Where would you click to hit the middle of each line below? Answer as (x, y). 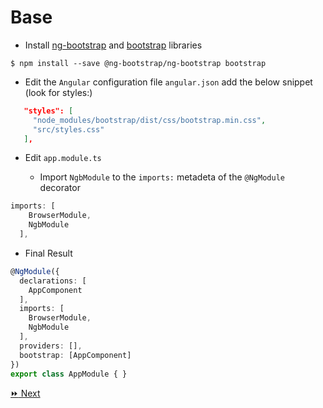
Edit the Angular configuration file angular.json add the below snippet (168, 82)
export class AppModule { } (69, 374)
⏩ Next (25, 393)
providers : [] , (51, 346)
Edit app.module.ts (63, 158)
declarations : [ (53, 281)
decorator (60, 188)
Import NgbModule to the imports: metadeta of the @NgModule (162, 177)
